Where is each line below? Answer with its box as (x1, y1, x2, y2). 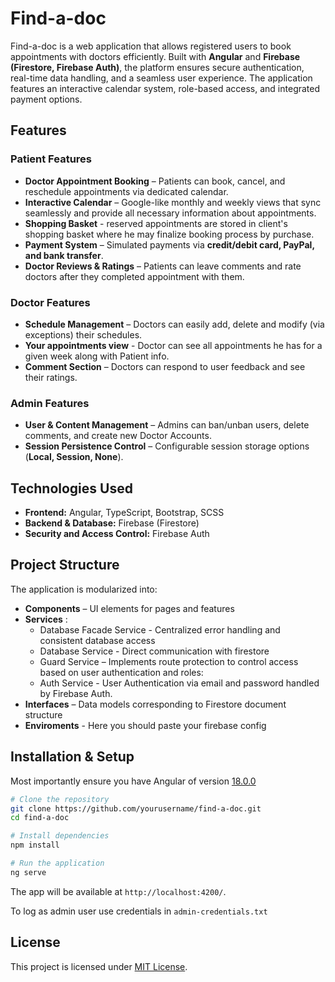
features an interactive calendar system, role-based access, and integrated (10, 82, 321, 94)
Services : (24, 613, 68, 625)
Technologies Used (10, 480, 133, 497)
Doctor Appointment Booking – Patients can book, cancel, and (24, 175, 286, 187)
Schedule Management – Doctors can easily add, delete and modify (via (24, 318, 325, 330)
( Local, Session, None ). (24, 451, 124, 463)
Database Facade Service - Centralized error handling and (39, 623, 281, 636)
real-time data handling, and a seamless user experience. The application (10, 72, 313, 84)
